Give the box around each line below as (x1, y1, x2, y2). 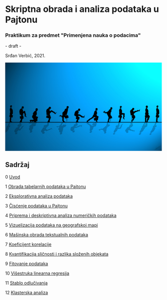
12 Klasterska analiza (5, 290, 48, 296)
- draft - (5, 43, 21, 49)
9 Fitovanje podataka (5, 260, 48, 267)
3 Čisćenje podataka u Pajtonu (5, 202, 68, 208)
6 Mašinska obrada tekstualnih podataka (5, 231, 88, 237)
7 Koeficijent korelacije (5, 241, 52, 247)
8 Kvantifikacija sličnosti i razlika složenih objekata (5, 251, 108, 257)
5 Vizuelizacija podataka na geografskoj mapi (5, 222, 98, 228)
